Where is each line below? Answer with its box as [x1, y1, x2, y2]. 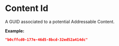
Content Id [5, 3, 49, 14]
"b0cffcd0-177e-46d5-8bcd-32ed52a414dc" [5, 37, 88, 42]
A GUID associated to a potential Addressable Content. [5, 19, 115, 24]
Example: [5, 28, 25, 34]
